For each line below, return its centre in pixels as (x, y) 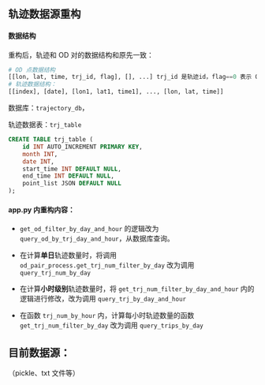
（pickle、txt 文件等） (44, 373)
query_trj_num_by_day (55, 273)
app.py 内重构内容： (41, 209)
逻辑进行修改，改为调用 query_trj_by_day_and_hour (103, 299)
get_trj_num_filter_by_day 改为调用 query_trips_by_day (111, 325)
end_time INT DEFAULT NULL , (68, 176)
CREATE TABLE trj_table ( (50, 140)
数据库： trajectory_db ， (49, 108)
